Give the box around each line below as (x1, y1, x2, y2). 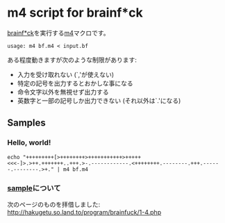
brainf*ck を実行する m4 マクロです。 (7, 28, 110, 37)
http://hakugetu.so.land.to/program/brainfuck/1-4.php (7, 208, 162, 216)
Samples (7, 117, 47, 129)
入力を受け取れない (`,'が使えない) (17, 70, 115, 79)
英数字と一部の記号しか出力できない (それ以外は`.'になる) (17, 96, 181, 105)
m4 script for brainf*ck (7, 5, 144, 21)
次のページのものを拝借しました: (7, 200, 101, 208)
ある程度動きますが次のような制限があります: (7, 56, 137, 64)
